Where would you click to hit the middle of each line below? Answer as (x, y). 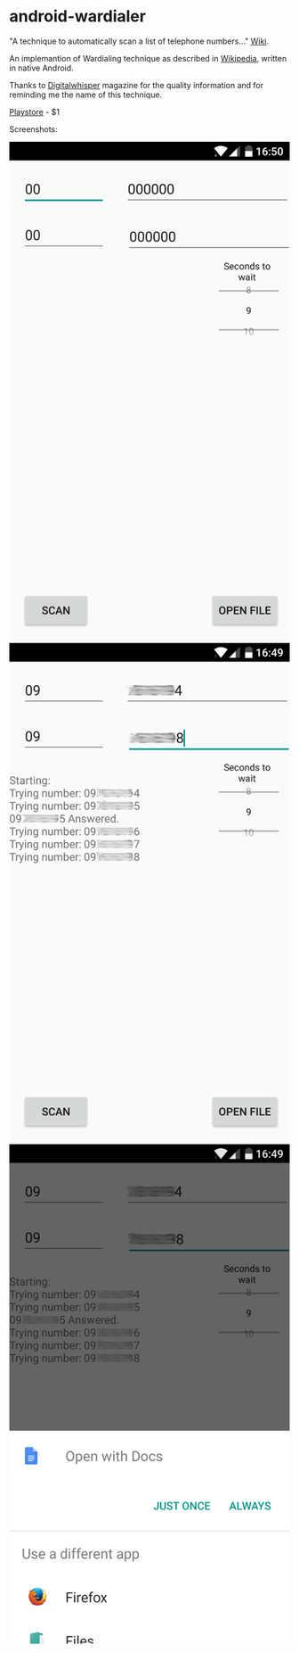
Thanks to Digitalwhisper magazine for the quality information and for (137, 85)
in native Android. (41, 68)
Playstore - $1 (35, 112)
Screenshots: (33, 129)
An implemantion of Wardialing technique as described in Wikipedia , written (148, 58)
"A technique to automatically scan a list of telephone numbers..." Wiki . (139, 41)
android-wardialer (78, 17)
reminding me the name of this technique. (86, 95)
